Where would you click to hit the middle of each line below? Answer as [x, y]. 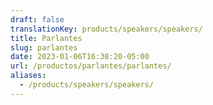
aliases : [28, 76]
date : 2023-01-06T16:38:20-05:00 [80, 57]
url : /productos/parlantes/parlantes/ [91, 66]
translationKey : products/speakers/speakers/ [106, 29]
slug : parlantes [44, 47]
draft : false [37, 19]
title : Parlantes [46, 38]
